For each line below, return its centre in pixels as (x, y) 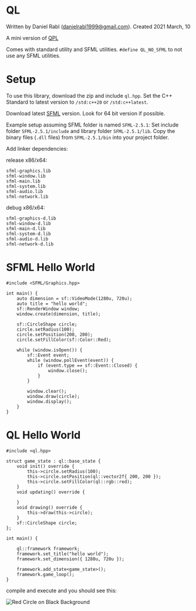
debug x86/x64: (26, 207)
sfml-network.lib (27, 197)
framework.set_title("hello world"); (63, 554)
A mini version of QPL (32, 38)
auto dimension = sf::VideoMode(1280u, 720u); (75, 298)
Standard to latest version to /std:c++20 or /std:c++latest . (77, 102)
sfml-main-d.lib (26, 228)
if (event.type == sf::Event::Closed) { (87, 366)
